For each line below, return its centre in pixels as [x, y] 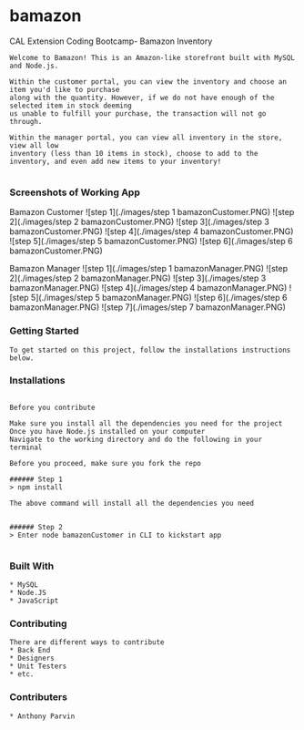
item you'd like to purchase [65, 89]
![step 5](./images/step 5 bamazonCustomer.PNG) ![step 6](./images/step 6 [151, 242]
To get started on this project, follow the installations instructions [150, 350]
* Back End [30, 651]
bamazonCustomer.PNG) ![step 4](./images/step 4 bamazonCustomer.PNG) [152, 231]
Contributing [38, 623]
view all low [34, 145]
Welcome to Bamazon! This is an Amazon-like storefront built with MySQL [152, 57]
